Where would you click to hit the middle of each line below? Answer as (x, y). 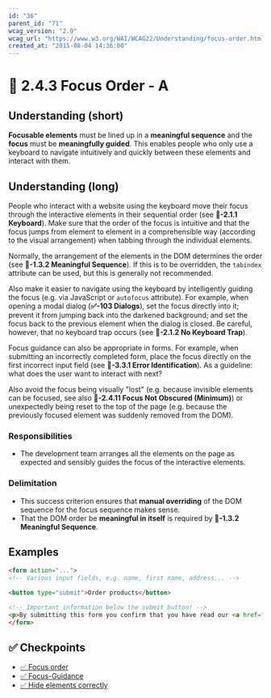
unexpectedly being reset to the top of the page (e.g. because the (118, 406)
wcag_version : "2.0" (43, 31)
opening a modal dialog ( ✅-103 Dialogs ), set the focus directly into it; (124, 306)
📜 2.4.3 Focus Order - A (89, 86)
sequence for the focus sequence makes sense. (100, 510)
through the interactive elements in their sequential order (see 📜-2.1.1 (123, 214)
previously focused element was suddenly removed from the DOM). (121, 415)
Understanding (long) (64, 186)
